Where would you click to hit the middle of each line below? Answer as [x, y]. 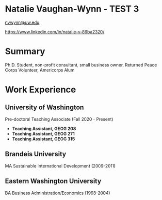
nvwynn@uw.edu [22, 22]
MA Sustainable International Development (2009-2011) [60, 166]
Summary [25, 51]
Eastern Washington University [53, 181]
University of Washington [44, 108]
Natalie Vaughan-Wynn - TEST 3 [72, 9]
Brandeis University [36, 154]
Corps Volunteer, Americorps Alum [40, 70]
